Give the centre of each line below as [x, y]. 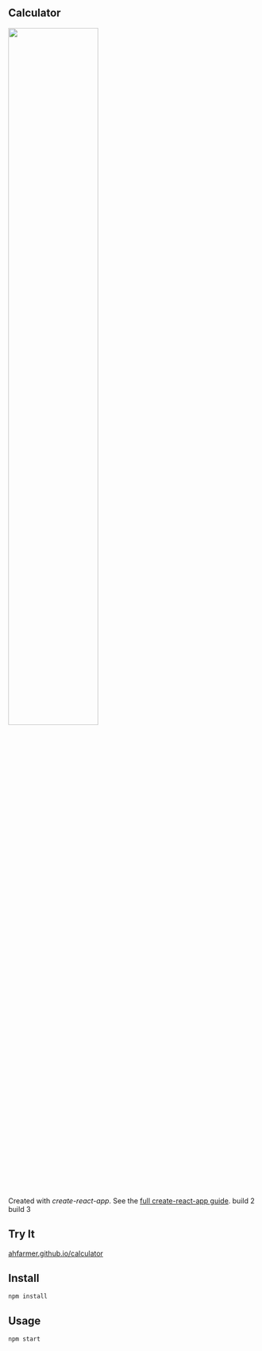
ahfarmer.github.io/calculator [56, 1253]
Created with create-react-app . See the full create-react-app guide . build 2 [132, 1200]
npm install [28, 1297]
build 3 [19, 1209]
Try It [22, 1234]
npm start [25, 1339]
